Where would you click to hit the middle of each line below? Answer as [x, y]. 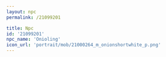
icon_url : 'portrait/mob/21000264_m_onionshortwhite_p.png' [84, 45]
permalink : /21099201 [34, 17]
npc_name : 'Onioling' [34, 40]
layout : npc [21, 12]
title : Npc [20, 28]
